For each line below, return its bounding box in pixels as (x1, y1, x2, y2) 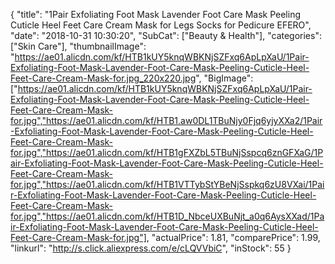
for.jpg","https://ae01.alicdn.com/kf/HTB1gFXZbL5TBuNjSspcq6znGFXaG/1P (10, 147, 324, 158)
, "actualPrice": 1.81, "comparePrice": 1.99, (146, 232, 321, 243)
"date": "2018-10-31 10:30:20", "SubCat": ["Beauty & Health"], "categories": (10, 30, 322, 41)
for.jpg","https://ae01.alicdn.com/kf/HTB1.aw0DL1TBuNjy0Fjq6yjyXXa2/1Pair (10, 115, 323, 126)
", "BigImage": (195, 72, 254, 84)
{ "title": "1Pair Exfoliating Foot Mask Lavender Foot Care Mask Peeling (10, 9, 302, 20)
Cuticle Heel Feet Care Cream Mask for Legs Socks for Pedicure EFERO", (10, 19, 312, 31)
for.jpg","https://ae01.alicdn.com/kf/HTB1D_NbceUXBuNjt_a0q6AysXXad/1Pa (10, 210, 325, 222)
